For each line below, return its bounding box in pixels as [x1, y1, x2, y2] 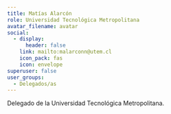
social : [7, 29, 30, 36]
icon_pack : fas [19, 55, 63, 62]
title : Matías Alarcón [7, 10, 72, 17]
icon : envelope [19, 61, 63, 68]
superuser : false [7, 67, 57, 74]
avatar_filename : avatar [7, 23, 78, 30]
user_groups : [7, 73, 45, 81]
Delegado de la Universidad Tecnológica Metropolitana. [7, 99, 165, 107]
